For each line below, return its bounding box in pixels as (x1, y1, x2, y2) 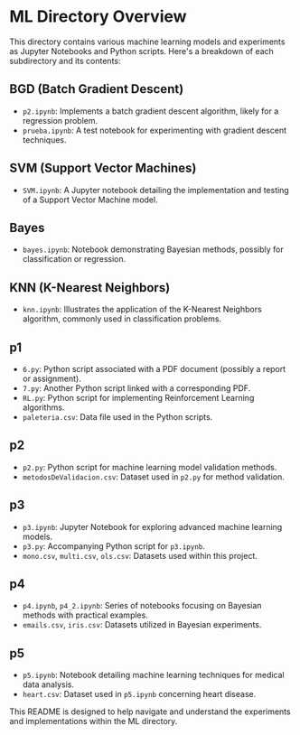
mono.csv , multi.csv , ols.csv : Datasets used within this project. (22, 550, 258, 561)
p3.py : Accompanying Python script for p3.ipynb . (22, 540, 206, 552)
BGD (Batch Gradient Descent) (9, 81, 184, 97)
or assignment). (22, 373, 81, 384)
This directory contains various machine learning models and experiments (9, 36, 286, 47)
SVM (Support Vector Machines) (9, 161, 197, 176)
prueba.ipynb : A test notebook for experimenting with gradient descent (22, 125, 287, 135)
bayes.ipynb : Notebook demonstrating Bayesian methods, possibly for (22, 244, 285, 255)
